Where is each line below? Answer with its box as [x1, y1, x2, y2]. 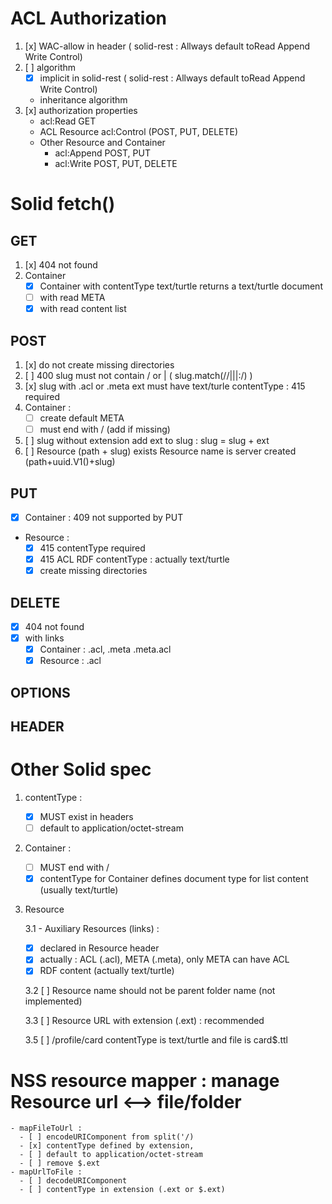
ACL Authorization [10, 7, 168, 30]
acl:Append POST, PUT [54, 147, 151, 159]
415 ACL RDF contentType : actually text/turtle [39, 553, 230, 566]
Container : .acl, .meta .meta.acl [39, 643, 172, 656]
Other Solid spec [10, 758, 152, 781]
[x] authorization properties [24, 105, 138, 116]
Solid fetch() [10, 193, 116, 216]
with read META [39, 292, 106, 304]
